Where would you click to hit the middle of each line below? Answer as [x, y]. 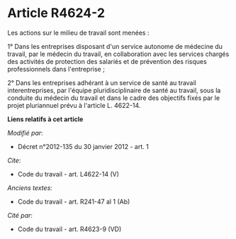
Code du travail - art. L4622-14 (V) [68, 174]
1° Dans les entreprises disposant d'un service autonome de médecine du [115, 46]
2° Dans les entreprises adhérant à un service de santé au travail [102, 82]
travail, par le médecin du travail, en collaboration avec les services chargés [118, 54]
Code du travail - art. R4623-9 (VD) [69, 229]
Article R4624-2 [56, 13]
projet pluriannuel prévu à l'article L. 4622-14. [74, 105]
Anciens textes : [30, 188]
